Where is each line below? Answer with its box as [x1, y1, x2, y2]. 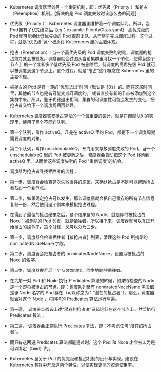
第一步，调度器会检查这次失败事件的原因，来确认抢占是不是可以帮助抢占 [9, 179, 155, 185]
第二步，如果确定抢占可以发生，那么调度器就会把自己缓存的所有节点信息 [9, 195, 155, 201]
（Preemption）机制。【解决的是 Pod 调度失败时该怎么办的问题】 [9, 10, 140, 16]
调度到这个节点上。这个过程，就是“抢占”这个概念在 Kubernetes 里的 [18, 68, 154, 73]
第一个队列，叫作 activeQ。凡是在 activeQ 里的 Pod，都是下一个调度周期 [9, 129, 156, 135]
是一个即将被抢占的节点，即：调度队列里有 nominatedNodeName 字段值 [9, 284, 154, 289]
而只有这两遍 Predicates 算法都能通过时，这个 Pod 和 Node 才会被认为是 [9, 339, 156, 345]
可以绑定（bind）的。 [9, 346, 53, 351]
